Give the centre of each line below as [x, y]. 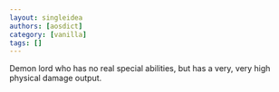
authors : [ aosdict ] [46, 26]
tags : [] [26, 43]
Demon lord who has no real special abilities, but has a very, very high [140, 69]
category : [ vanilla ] [48, 34]
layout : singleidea [46, 18]
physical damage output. [56, 78]
